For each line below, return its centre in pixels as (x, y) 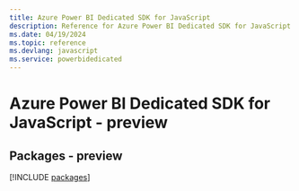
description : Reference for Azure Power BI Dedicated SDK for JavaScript (150, 26)
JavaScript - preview (89, 123)
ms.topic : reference (48, 43)
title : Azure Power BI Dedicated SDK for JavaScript (110, 17)
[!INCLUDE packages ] (50, 177)
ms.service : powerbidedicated (66, 59)
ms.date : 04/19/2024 (48, 34)
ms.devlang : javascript (54, 51)
